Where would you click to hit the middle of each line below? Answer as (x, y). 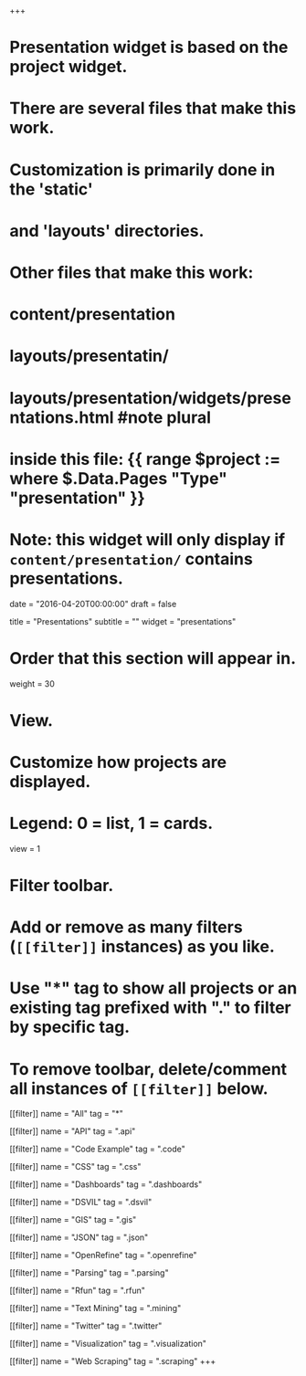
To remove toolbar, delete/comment (148, 1069)
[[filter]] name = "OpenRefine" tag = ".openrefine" (104, 1255)
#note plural (164, 417)
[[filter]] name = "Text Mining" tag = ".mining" (95, 1308)
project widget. (69, 67)
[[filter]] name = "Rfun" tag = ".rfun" (78, 1291)
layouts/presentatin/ (89, 356)
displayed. (50, 781)
